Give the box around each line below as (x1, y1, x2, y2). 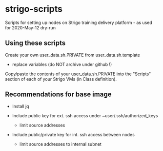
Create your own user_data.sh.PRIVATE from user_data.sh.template (5, 52, 140, 58)
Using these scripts (5, 39, 66, 47)
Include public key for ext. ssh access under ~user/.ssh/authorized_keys (12, 112, 158, 118)
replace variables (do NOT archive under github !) (12, 61, 112, 67)
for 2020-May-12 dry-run (5, 24, 56, 30)
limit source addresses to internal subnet (19, 141, 102, 147)
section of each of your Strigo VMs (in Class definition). (5, 76, 117, 82)
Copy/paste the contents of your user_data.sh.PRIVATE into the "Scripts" (5, 71, 151, 77)
